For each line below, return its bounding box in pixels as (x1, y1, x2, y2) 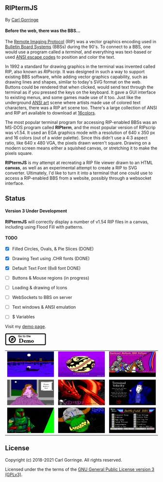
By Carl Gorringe (5, 17, 39, 22)
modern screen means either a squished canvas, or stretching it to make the (5, 145, 158, 151)
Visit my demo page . (5, 324, 46, 330)
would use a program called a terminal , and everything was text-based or (5, 49, 152, 55)
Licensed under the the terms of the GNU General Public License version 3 (5, 466, 155, 472)
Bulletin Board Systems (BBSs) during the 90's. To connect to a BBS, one (5, 44, 151, 50)
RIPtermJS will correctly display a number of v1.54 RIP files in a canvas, (5, 218, 149, 225)
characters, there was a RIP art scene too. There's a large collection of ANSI (5, 105, 157, 111)
